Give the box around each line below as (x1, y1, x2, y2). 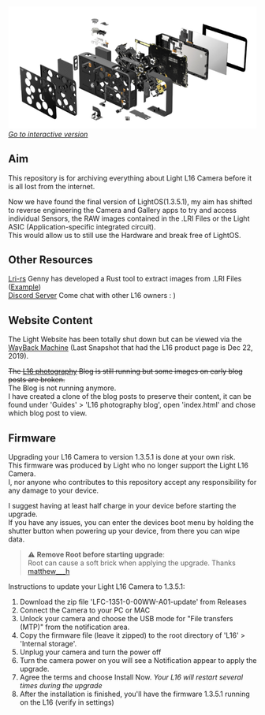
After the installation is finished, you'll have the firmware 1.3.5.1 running (19, 689, 250, 698)
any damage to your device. (8, 486, 99, 495)
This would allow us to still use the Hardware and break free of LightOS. (8, 230, 242, 240)
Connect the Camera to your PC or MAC (19, 605, 151, 615)
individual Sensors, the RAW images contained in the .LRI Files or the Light (8, 214, 250, 223)
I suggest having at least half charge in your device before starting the (8, 501, 237, 510)
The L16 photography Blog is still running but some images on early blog (8, 367, 243, 376)
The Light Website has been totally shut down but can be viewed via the (8, 334, 243, 344)
